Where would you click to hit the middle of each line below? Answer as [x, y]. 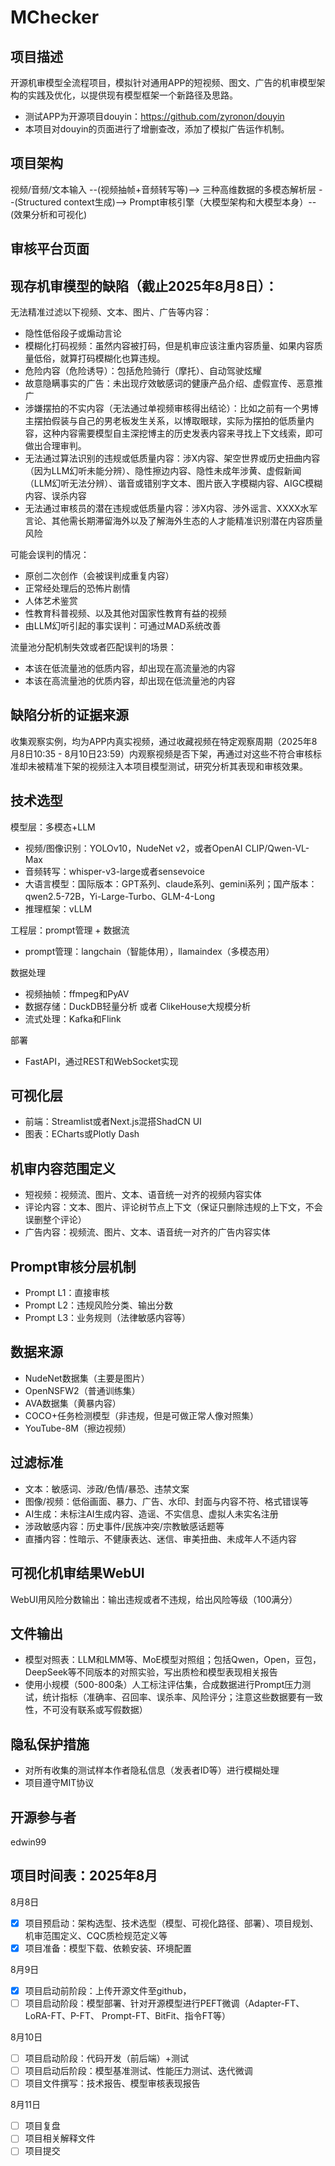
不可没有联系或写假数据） [95, 1710]
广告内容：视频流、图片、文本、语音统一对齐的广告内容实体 [147, 1232]
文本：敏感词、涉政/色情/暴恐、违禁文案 [107, 1488]
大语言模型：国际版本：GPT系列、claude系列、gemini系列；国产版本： [171, 883]
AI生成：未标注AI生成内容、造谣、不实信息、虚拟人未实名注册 [151, 1513]
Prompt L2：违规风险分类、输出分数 [98, 1305]
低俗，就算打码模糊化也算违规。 [99, 358]
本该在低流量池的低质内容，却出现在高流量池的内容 [130, 668]
